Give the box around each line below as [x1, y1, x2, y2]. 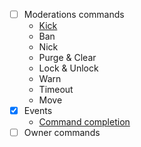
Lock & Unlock [38, 62, 99, 74]
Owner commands [23, 127, 101, 139]
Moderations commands [23, 9, 125, 20]
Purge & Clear [38, 52, 97, 64]
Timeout [38, 84, 74, 96]
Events [23, 105, 53, 117]
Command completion [38, 116, 131, 128]
